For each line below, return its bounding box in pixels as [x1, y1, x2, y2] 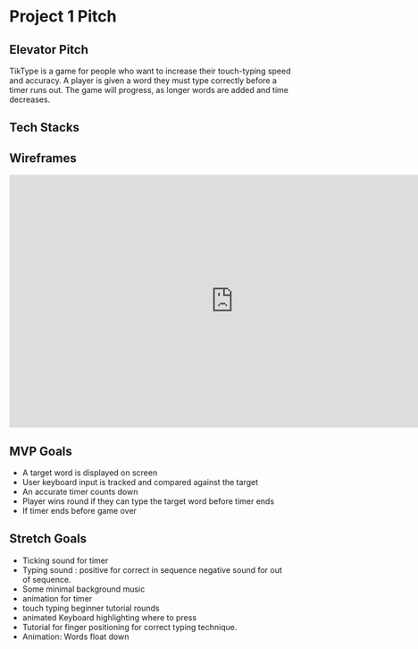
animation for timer [21, 593, 93, 603]
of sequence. [21, 574, 71, 585]
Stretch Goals [9, 531, 88, 547]
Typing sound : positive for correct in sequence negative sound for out [21, 564, 283, 575]
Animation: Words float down [21, 631, 130, 642]
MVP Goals [9, 443, 73, 458]
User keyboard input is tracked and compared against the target [21, 477, 259, 488]
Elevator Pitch [9, 42, 89, 57]
